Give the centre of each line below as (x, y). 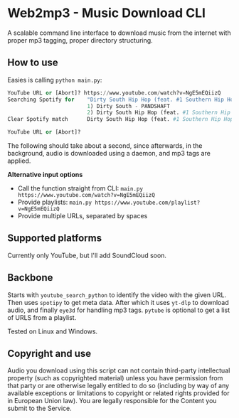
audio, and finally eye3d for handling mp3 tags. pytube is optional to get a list (119, 310)
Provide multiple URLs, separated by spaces (83, 216)
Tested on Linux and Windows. (53, 331)
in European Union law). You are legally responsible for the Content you (112, 401)
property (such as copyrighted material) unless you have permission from (115, 378)
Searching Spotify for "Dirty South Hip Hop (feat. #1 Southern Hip (116, 100)
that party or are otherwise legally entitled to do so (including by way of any (118, 386)
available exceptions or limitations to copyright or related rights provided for (118, 393)
